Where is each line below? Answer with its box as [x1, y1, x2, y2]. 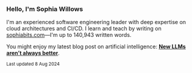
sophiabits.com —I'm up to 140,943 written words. [6, 31, 132, 39]
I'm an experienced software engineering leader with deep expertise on [6, 19, 187, 26]
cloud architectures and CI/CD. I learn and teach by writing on [6, 25, 162, 32]
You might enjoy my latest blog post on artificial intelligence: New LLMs [6, 43, 186, 50]
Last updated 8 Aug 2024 [6, 61, 60, 68]
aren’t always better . [6, 49, 60, 57]
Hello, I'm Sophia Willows [6, 5, 84, 13]
